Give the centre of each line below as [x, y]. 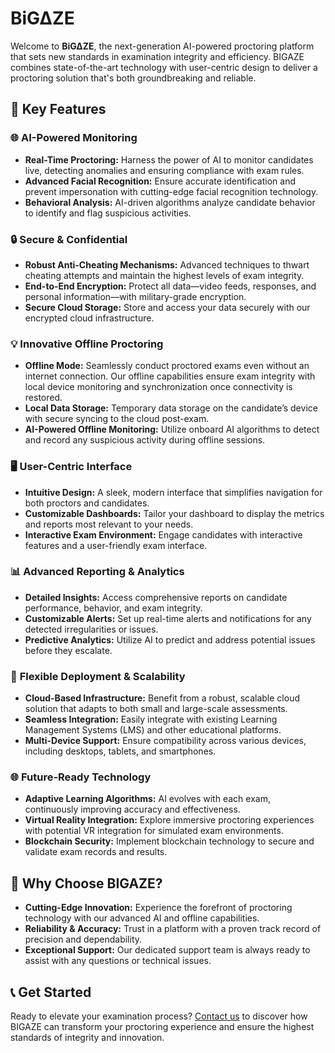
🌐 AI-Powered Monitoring [74, 138]
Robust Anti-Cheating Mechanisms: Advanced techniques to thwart [167, 264]
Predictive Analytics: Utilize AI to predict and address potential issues [170, 639]
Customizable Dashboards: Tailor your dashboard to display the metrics [174, 513]
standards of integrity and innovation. [87, 1038]
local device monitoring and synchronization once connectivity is [158, 387]
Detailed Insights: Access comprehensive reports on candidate [156, 597]
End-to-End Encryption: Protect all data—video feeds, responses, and [170, 286]
